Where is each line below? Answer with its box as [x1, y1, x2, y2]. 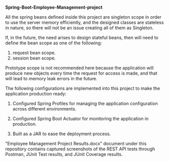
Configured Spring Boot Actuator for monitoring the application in [12, 116, 149, 122]
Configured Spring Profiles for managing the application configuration [12, 100, 158, 106]
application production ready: [5, 91, 67, 96]
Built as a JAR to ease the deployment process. [12, 131, 111, 137]
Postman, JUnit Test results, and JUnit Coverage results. [5, 151, 123, 157]
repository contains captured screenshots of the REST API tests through [5, 146, 155, 152]
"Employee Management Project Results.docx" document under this [5, 141, 147, 146]
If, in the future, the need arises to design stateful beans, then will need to [5, 35, 159, 40]
